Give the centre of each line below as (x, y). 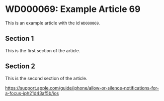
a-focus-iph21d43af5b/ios (32, 93)
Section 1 (19, 39)
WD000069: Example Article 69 (73, 9)
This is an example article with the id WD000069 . (53, 23)
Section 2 (20, 66)
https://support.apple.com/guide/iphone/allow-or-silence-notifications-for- (82, 88)
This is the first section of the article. (43, 50)
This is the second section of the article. (46, 78)
